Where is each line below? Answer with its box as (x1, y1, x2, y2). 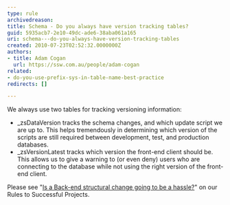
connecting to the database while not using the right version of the (16, 162, 206, 171)
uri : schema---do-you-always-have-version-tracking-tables (7, 36, 180, 43)
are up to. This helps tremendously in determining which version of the (16, 126, 218, 134)
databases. (16, 140, 49, 149)
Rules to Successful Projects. (7, 191, 90, 199)
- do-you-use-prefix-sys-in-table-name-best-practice (7, 74, 165, 81)
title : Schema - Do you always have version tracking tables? (7, 23, 189, 30)
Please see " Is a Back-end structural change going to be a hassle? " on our (7, 183, 218, 191)
